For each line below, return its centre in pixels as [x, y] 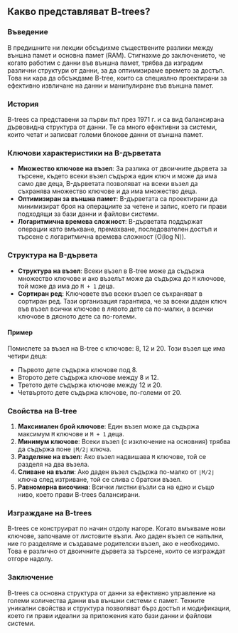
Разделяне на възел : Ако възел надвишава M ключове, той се [112, 457]
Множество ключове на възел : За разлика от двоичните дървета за [122, 169]
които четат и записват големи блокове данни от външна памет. [106, 134]
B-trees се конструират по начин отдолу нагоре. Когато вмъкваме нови [117, 529]
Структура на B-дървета [53, 255]
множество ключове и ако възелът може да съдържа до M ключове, [121, 278]
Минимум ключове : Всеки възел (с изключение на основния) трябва [124, 442]
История [23, 104]
